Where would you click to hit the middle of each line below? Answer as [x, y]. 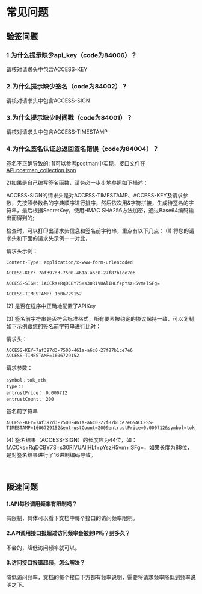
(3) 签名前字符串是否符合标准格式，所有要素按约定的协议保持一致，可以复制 [100, 318]
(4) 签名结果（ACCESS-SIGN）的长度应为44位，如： [72, 439]
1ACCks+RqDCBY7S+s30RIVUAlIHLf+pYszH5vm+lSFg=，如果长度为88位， [99, 447]
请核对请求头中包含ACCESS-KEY [47, 69]
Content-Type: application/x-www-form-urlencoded [70, 262]
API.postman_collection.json [41, 170]
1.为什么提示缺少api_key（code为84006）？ [72, 55]
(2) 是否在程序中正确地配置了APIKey [51, 306]
